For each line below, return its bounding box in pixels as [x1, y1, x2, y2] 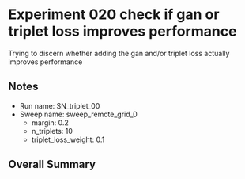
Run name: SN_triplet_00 [19, 101, 100, 110]
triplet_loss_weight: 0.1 [31, 135, 105, 144]
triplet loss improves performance [8, 22, 237, 40]
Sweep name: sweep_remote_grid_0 [19, 109, 138, 119]
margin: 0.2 [31, 117, 70, 128]
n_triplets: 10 [31, 126, 73, 135]
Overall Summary [8, 158, 96, 171]
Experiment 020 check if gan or [8, 6, 220, 24]
